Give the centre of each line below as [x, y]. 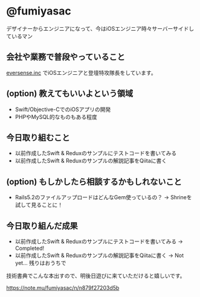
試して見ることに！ [39, 205]
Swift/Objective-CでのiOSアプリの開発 [63, 109]
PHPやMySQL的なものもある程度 [56, 117]
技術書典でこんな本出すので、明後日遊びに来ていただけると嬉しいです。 [96, 276]
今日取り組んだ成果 [42, 225]
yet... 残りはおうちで [40, 263]
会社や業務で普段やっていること [66, 57]
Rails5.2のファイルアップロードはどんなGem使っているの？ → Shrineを [103, 197]
